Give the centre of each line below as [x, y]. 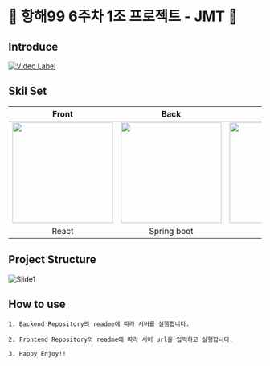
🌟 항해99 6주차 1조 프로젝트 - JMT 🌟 [123, 16]
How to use [37, 304]
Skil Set [28, 91]
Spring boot [171, 231]
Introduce [33, 46]
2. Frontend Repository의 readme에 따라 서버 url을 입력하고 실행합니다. [121, 340]
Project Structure [52, 259]
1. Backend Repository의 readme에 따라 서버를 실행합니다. [99, 324]
